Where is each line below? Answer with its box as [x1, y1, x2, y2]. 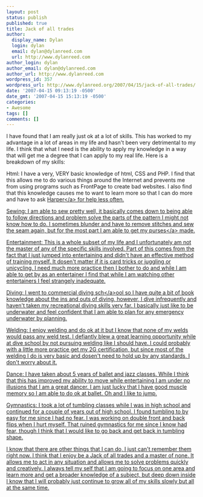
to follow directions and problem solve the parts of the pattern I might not [6, 214, 188, 221]
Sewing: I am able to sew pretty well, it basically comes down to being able [6, 207, 193, 215]
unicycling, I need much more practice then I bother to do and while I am [6, 264, 187, 272]
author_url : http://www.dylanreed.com [6, 71, 104, 77]
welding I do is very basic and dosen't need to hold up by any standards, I [6, 352, 190, 359]
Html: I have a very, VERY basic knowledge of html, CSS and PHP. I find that [6, 170, 195, 178]
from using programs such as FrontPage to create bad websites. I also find [6, 183, 192, 190]
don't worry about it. [6, 359, 57, 366]
